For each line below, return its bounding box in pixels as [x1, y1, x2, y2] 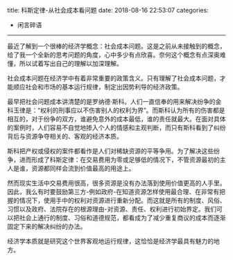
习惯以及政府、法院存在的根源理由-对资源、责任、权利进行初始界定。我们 [7, 205, 217, 213]
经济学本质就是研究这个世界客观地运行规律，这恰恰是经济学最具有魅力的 [7, 237, 214, 245]
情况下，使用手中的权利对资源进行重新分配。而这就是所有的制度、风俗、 [19, 196, 226, 205]
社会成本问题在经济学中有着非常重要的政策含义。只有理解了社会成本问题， [7, 74, 220, 82]
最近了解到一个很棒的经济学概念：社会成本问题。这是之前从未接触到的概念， [7, 42, 226, 50]
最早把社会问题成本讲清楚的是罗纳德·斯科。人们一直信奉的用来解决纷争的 [7, 98, 216, 105]
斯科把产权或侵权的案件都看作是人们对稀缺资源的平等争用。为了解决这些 [7, 147, 214, 155]
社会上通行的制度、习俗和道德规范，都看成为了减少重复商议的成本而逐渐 [19, 214, 226, 222]
